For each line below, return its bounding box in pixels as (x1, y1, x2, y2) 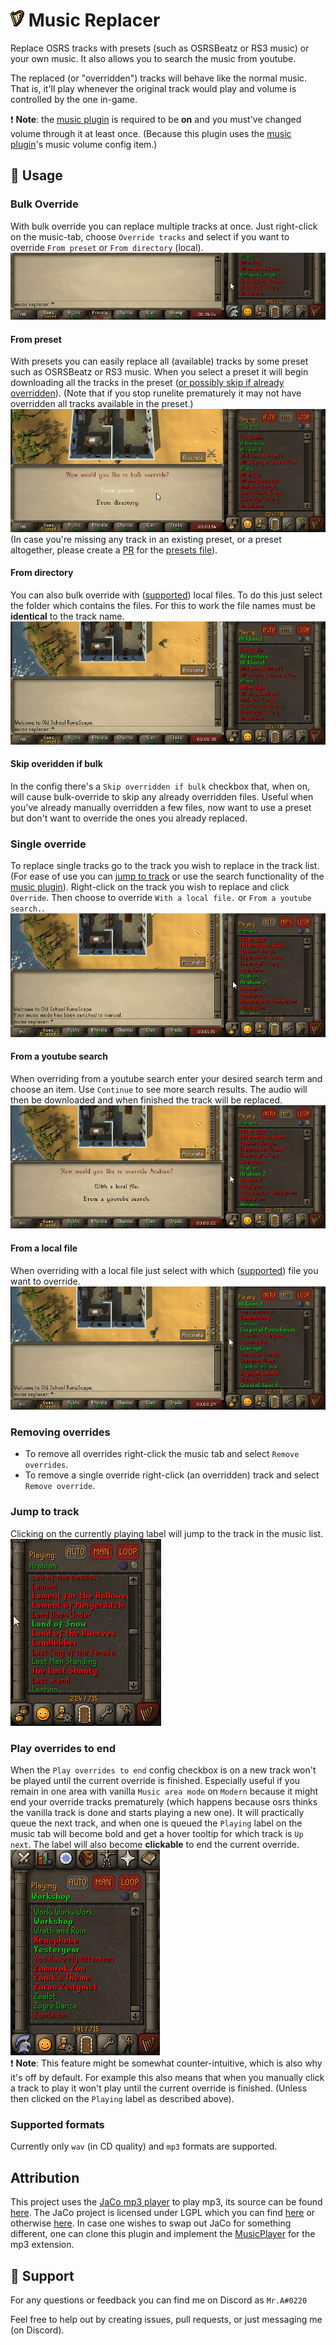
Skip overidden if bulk (10, 758, 103, 770)
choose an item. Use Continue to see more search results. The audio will (10, 1083, 308, 1095)
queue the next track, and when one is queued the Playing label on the (10, 1817, 303, 1829)
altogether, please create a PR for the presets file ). (10, 544, 218, 556)
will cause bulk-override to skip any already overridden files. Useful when (10, 790, 314, 803)
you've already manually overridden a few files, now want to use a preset (10, 801, 312, 813)
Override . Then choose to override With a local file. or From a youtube (10, 892, 312, 904)
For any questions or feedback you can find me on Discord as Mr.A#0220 (10, 2294, 308, 2306)
